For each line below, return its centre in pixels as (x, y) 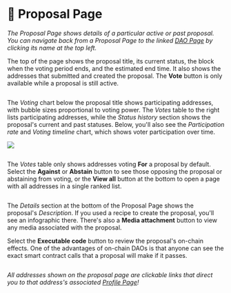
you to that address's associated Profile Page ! (73, 282)
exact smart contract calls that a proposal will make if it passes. (97, 255)
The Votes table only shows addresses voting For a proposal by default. (109, 164)
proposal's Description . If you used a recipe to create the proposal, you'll (111, 212)
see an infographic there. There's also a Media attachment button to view (112, 220)
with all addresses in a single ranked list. (64, 186)
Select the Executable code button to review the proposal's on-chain (106, 241)
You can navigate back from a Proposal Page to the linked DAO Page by (110, 40)
